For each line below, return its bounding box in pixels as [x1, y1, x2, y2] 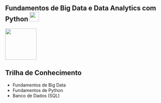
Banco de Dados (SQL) [12, 92, 60, 98]
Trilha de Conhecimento [5, 68, 82, 77]
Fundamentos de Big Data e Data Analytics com [5, 4, 156, 12]
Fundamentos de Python [12, 87, 63, 93]
